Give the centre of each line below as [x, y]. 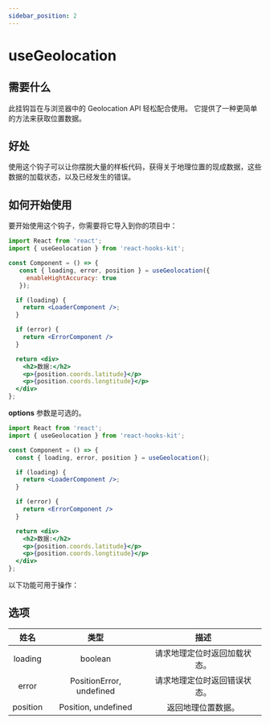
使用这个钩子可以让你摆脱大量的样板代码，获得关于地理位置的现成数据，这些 [135, 167]
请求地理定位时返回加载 [199, 653]
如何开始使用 [40, 205]
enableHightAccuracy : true [71, 278]
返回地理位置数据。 [203, 707]
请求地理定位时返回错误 [199, 680]
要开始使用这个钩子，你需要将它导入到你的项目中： [93, 225]
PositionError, [96, 681]
